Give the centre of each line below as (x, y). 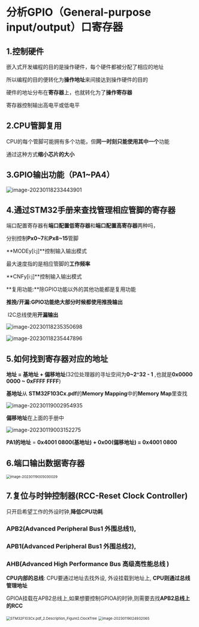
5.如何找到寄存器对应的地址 (57, 358)
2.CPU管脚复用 (34, 126)
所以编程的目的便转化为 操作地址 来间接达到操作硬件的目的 (77, 79)
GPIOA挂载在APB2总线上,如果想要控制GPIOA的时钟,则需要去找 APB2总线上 (98, 598)
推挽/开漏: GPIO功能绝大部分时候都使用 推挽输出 (64, 302)
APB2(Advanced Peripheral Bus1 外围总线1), (71, 529)
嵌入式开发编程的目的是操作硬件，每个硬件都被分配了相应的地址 (85, 67)
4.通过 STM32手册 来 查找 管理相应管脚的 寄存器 (91, 210)
